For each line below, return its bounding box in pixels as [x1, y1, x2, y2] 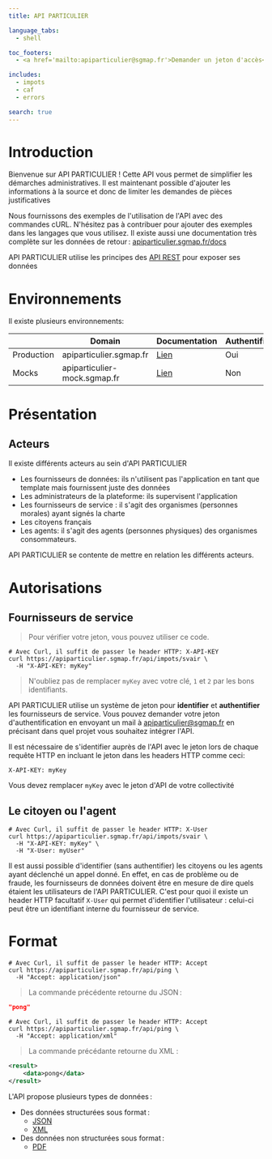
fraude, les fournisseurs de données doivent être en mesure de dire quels [8, 878, 254, 888]
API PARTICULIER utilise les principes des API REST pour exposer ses [8, 253, 241, 262]
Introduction [8, 143, 94, 161]
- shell [15, 34, 42, 42]
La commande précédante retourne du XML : [28, 1046, 179, 1055]
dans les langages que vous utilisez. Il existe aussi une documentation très [8, 228, 257, 238]
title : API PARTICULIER [8, 11, 89, 20]
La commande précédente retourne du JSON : [28, 987, 182, 997]
